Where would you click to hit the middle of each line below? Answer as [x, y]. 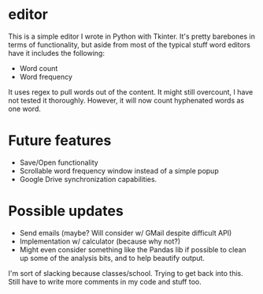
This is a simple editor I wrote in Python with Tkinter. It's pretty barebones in [132, 36]
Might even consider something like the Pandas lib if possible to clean [133, 249]
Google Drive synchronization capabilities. [88, 179]
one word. [25, 109]
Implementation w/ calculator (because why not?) [100, 241]
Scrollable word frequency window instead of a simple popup [119, 170]
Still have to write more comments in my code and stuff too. [105, 281]
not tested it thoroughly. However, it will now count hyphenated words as [126, 100]
